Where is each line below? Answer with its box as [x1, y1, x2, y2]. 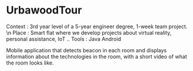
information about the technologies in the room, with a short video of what [6, 53, 188, 60]
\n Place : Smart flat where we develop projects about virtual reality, [6, 29, 172, 36]
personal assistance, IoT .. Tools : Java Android [6, 35, 121, 42]
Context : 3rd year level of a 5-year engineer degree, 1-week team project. [6, 23, 188, 30]
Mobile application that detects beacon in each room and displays [6, 46, 167, 53]
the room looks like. [6, 59, 54, 66]
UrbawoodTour [6, 4, 82, 17]
